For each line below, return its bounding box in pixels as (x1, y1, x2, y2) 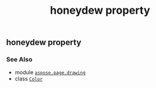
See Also (6, 55, 33, 63)
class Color (14, 75, 43, 83)
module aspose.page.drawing (14, 69, 86, 76)
